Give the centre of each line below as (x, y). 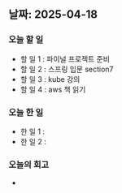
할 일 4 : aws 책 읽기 (53, 89)
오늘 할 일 (26, 40)
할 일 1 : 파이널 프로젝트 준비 (65, 58)
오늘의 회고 (29, 165)
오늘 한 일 (26, 112)
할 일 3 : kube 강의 (50, 79)
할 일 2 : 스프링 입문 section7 (67, 69)
